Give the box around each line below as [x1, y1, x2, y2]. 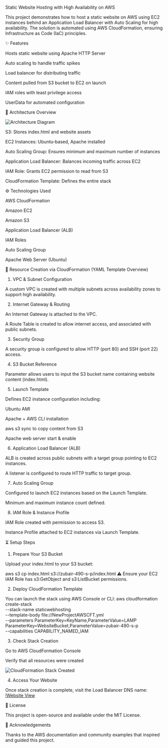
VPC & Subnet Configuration [12, 276, 72, 282]
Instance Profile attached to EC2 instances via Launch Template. [5, 529, 140, 535]
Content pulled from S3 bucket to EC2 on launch [5, 80, 106, 86]
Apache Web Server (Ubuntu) [5, 257, 67, 263]
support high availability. [5, 292, 57, 297]
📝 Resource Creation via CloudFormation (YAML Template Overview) [5, 266, 148, 272]
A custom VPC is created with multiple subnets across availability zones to [5, 286, 161, 292]
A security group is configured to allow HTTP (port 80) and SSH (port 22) [5, 346, 158, 352]
